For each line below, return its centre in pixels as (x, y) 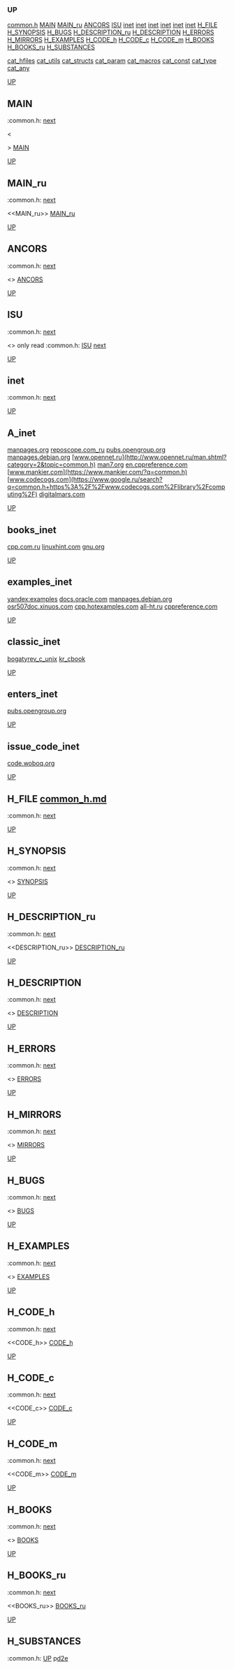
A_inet (22, 433)
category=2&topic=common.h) (52, 465)
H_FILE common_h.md (57, 799)
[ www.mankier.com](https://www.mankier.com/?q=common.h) (97, 472)
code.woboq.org (31, 764)
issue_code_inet (44, 746)
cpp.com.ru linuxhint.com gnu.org (56, 546)
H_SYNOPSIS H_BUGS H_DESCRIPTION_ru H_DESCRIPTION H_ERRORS (111, 32)
